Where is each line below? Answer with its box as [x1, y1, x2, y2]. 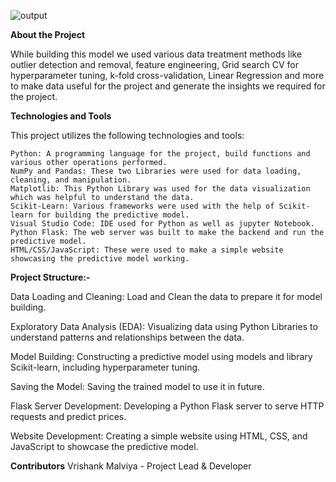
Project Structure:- [10, 271, 91, 283]
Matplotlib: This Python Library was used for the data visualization [10, 184, 311, 194]
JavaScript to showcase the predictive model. [10, 441, 199, 452]
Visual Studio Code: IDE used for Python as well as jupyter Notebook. [10, 219, 315, 229]
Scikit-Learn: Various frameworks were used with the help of [10, 201, 275, 211]
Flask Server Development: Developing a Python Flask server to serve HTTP [10, 400, 325, 412]
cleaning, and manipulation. [10, 175, 132, 185]
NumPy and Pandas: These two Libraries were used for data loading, [10, 166, 302, 176]
